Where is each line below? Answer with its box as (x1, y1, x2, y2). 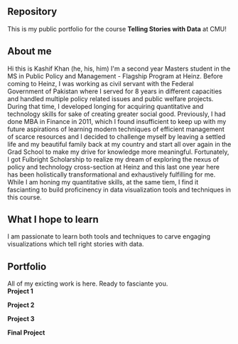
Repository (7, 6, 58, 18)
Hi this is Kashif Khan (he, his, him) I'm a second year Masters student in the (7, 64, 231, 73)
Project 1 (7, 287, 33, 296)
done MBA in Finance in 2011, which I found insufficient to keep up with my (7, 117, 227, 125)
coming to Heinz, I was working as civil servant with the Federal (7, 79, 194, 88)
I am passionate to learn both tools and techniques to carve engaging (7, 232, 211, 241)
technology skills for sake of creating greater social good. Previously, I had (7, 110, 226, 118)
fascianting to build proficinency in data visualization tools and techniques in (7, 185, 231, 194)
